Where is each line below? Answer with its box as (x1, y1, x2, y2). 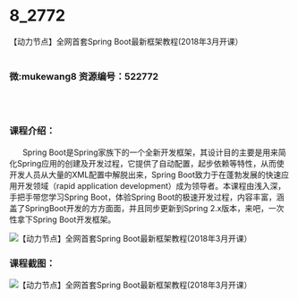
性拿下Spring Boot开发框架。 (9, 214, 116, 225)
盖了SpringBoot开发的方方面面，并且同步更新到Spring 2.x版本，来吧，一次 (9, 202, 285, 213)
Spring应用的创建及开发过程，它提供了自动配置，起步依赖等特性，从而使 (16, 158, 285, 168)
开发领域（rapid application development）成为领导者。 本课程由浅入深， (16, 180, 286, 191)
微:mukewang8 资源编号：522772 (9, 70, 159, 82)
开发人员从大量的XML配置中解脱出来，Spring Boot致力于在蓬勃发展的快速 (9, 169, 282, 180)
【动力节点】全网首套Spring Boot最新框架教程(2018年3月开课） (9, 36, 243, 47)
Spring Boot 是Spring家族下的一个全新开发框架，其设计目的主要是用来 (21, 147, 279, 158)
